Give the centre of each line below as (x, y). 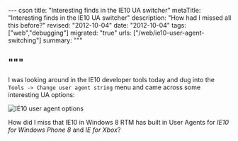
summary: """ (63, 40)
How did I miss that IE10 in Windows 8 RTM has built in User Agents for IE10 (119, 122)
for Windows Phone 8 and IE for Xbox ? (64, 130)
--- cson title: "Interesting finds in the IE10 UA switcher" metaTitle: (104, 10)
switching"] (25, 40)
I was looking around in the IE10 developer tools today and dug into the (112, 79)
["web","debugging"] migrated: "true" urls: (70, 33)
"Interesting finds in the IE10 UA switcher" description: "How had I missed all (120, 18)
